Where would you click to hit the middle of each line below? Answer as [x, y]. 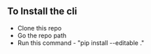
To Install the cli [42, 11]
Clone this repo [39, 28]
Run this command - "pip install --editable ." [81, 43]
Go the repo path [42, 35]
